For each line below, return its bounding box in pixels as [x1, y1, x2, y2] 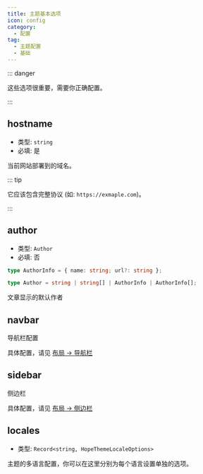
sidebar [7, 369, 42, 381]
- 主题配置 [13, 43, 42, 50]
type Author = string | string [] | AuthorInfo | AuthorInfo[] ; [7, 280, 197, 287]
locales [7, 425, 40, 437]
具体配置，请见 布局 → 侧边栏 [7, 404, 93, 412]
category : [7, 23, 37, 30]
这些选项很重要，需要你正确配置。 [7, 83, 106, 92]
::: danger [7, 68, 35, 77]
